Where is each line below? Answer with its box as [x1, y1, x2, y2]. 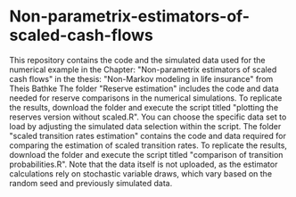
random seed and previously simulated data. [9, 177, 173, 188]
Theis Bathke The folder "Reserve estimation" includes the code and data [9, 83, 279, 94]
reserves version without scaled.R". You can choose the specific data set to [9, 111, 287, 122]
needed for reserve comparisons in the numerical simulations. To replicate [9, 92, 283, 103]
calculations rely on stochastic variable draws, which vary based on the [9, 168, 273, 179]
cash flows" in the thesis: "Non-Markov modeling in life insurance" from [9, 73, 274, 84]
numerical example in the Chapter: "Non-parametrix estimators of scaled [9, 64, 277, 75]
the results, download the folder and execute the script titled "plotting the [9, 102, 279, 112]
